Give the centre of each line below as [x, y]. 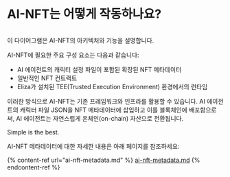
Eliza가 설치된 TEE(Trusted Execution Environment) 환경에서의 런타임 [112, 86]
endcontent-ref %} [34, 167]
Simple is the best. [33, 132]
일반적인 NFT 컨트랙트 [47, 78]
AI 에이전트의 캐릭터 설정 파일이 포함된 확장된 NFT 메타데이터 [99, 69]
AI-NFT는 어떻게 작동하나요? [84, 14]
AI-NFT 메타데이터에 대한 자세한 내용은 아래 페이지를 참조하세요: [93, 146]
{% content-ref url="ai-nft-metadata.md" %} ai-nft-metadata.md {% [104, 160]
